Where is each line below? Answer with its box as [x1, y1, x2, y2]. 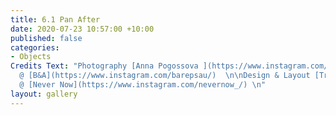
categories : [10, 42, 60, 53]
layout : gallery [10, 89, 78, 99]
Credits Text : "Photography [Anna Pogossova [10, 61, 199, 71]
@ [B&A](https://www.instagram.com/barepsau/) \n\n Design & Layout [19, 71, 311, 81]
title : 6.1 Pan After [10, 14, 101, 25]
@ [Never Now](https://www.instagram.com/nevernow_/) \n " [19, 80, 267, 90]
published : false [10, 33, 83, 43]
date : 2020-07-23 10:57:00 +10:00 [10, 24, 155, 34]
